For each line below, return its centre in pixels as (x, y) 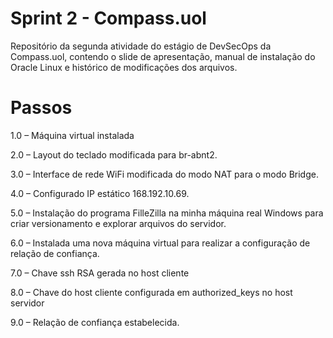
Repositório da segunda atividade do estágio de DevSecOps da (141, 46)
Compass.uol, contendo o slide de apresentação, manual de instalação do (163, 56)
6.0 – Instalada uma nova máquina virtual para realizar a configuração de (160, 243)
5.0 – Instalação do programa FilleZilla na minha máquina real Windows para (167, 213)
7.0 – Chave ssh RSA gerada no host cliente (100, 273)
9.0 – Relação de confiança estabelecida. (95, 322)
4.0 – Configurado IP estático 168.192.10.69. (100, 193)
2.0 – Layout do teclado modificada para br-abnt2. (114, 154)
